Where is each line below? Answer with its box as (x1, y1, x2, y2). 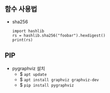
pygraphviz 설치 (12, 65, 45, 71)
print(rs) (12, 37, 33, 42)
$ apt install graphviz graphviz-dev (19, 76, 99, 82)
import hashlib (12, 28, 45, 34)
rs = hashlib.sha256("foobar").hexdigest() (12, 33, 106, 38)
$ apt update (19, 71, 47, 77)
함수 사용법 (5, 5, 38, 14)
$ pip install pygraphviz (19, 82, 75, 88)
